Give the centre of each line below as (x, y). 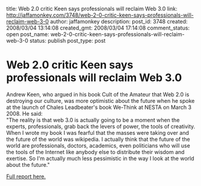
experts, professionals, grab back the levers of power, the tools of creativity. (101, 126)
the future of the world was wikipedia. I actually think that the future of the (98, 139)
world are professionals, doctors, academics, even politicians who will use (98, 145)
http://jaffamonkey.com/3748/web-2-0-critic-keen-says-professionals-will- (100, 15)
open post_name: (28, 34)
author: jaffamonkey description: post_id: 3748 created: (119, 21)
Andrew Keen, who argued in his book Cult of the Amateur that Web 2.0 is (98, 94)
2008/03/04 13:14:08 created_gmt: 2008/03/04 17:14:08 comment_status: (98, 28)
